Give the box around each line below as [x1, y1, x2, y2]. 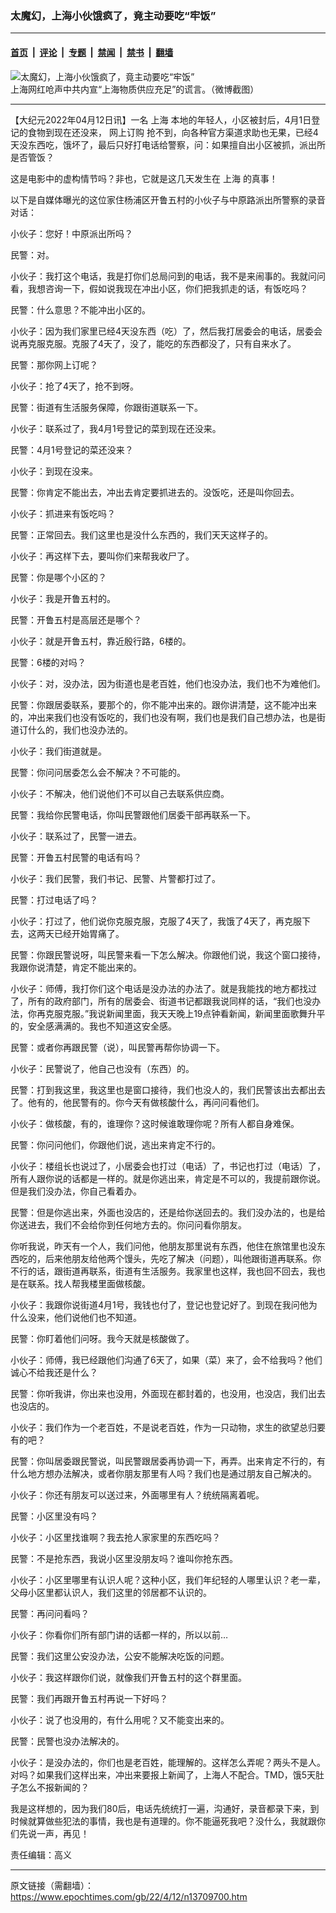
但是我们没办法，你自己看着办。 [10, 1185, 142, 1197]
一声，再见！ [36, 1827, 90, 1839]
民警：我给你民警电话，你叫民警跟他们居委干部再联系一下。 [10, 808, 256, 821]
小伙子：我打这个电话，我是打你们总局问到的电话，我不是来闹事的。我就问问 [10, 270, 326, 282]
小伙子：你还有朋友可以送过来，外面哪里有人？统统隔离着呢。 [10, 1488, 265, 1501]
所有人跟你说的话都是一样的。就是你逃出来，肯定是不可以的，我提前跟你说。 [10, 1172, 326, 1184]
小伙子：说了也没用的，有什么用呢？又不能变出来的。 [10, 1713, 230, 1726]
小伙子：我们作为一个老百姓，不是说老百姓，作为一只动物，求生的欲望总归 [10, 1421, 317, 1433]
